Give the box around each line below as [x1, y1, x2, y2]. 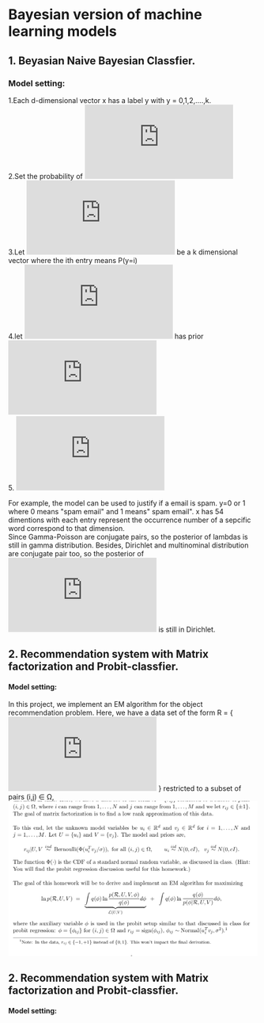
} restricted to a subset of [157, 784, 242, 793]
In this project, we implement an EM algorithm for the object [8, 700, 203, 709]
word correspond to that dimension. [8, 523, 125, 532]
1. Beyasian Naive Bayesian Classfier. [8, 54, 196, 67]
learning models [8, 22, 117, 40]
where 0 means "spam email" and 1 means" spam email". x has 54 [8, 506, 224, 516]
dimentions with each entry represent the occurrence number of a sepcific [8, 515, 251, 525]
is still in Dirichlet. [157, 624, 216, 634]
